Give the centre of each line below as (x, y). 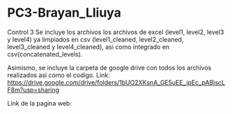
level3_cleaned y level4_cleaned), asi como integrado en (88, 47)
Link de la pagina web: (39, 103)
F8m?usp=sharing (33, 90)
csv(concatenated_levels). (45, 54)
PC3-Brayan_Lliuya (64, 13)
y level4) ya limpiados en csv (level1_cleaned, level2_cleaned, (95, 39)
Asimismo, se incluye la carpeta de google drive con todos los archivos (109, 67)
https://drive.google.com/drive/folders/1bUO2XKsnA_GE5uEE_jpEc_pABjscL (116, 82)
